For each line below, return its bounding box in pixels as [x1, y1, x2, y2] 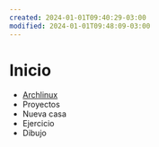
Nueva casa [22, 108, 67, 119]
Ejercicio [22, 118, 55, 129]
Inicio [9, 60, 52, 81]
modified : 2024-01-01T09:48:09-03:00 [9, 22, 151, 30]
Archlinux [22, 90, 58, 100]
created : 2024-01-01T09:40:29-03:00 [9, 13, 146, 22]
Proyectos [22, 99, 60, 110]
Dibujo [22, 127, 47, 139]
